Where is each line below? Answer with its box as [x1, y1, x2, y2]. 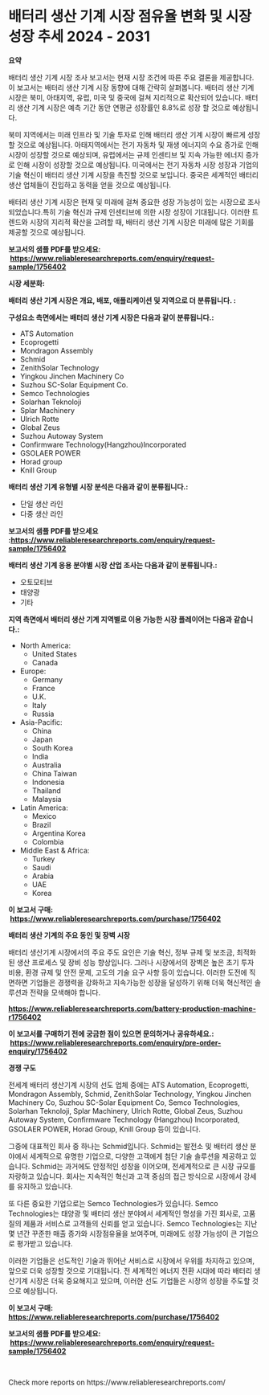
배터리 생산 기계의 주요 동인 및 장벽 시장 [8, 930, 131, 940]
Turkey [31, 853, 55, 864]
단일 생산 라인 [19, 499, 63, 509]
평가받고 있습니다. [16, 1238, 73, 1248]
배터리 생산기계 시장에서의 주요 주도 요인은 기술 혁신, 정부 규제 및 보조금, [8, 947, 235, 957]
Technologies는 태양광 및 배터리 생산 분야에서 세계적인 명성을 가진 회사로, [8, 1209, 241, 1218]
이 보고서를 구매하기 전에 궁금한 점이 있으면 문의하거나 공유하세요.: [8, 1029, 214, 1038]
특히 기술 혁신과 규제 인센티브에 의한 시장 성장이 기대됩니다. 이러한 [43, 207, 251, 217]
